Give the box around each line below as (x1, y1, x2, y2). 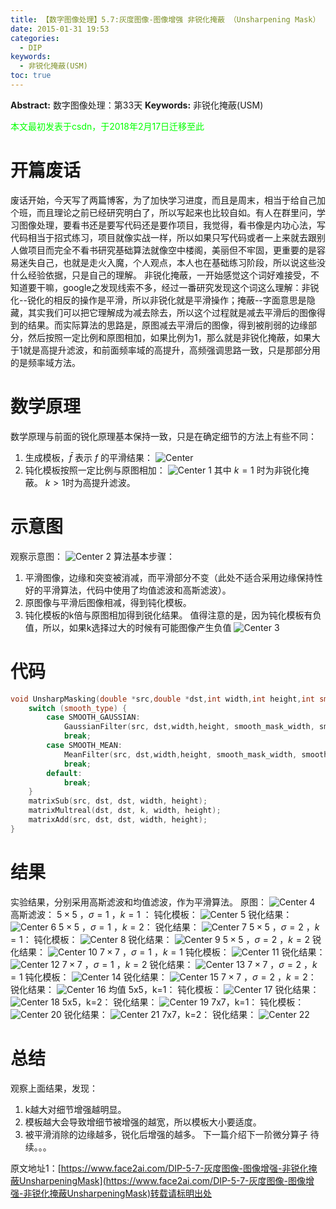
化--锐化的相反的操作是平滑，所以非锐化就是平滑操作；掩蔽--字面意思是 (10, 294, 307, 306)
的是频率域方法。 (10, 356, 81, 368)
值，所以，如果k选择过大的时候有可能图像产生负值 (24, 621, 232, 633)
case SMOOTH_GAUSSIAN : (46, 712, 141, 723)
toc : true (10, 71, 52, 81)
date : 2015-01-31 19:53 (10, 24, 110, 34)
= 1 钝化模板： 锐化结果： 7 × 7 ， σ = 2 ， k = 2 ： (10, 971, 317, 983)
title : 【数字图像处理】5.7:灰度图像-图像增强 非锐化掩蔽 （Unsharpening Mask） (10, 14, 321, 25)
